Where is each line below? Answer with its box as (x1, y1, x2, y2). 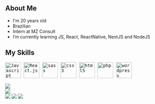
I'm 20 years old (12, 17, 46, 23)
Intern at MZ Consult (12, 28, 56, 34)
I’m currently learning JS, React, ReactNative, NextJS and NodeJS (12, 33, 150, 40)
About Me (5, 4, 37, 13)
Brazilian (12, 23, 31, 29)
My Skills (5, 48, 35, 57)
